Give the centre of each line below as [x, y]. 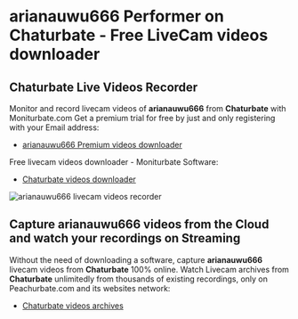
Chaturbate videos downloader [79, 179]
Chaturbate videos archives [73, 306]
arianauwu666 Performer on [117, 16]
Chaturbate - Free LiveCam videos [139, 35]
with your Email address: [54, 127]
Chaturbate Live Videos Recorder [104, 87]
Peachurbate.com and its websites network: [90, 288]
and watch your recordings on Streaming [125, 238]
